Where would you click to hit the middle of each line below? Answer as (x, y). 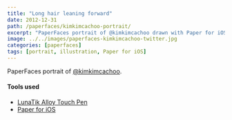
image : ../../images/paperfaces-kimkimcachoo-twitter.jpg (92, 39)
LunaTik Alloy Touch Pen (52, 102)
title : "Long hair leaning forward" (60, 13)
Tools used (23, 87)
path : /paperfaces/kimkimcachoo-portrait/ (69, 26)
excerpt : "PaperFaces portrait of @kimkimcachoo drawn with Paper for (111, 33)
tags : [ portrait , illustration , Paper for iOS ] (77, 52)
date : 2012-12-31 (32, 20)
